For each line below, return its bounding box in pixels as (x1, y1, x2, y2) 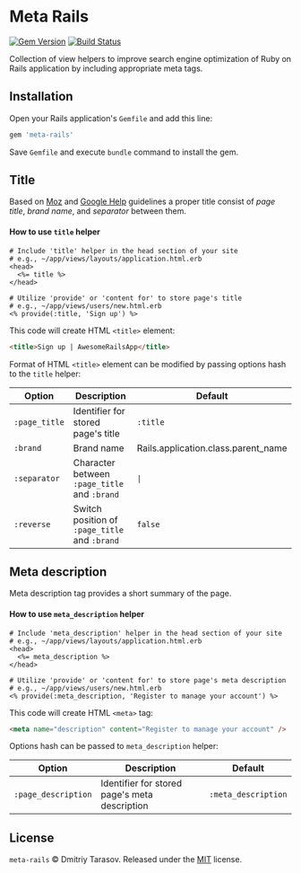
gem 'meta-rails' (9, 130, 74, 139)
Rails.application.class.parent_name (136, 442, 288, 454)
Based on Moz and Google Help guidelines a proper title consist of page (9, 196, 276, 207)
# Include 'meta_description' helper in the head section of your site (9, 629, 282, 638)
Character (73, 456, 116, 469)
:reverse (13, 519, 51, 529)
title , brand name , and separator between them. (9, 206, 186, 216)
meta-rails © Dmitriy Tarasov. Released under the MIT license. (9, 854, 243, 865)
